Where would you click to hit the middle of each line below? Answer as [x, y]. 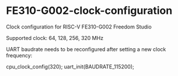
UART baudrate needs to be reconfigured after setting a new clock [86, 49]
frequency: [19, 55]
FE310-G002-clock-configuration [89, 11]
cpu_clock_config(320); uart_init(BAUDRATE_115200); [70, 66]
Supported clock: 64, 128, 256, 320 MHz [55, 38]
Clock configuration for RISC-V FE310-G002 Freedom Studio [79, 27]
